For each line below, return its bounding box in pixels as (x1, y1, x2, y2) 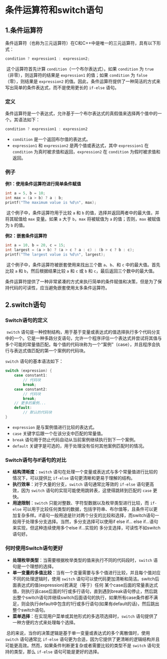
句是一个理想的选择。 (12, 563, 56, 569)
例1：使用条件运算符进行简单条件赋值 (5, 181, 82, 187)
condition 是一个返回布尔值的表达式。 (12, 136, 91, 142)
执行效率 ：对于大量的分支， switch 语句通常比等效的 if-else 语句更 (12, 481, 150, 487)
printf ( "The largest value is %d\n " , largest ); (5, 252, 106, 257)
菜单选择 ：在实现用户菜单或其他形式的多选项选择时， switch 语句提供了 (12, 613, 158, 619)
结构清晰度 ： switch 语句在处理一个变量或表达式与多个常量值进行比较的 (12, 469, 158, 475)
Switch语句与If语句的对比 (5, 456, 67, 463)
